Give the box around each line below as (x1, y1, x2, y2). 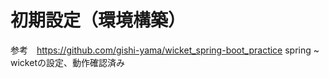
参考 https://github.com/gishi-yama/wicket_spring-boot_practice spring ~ (10, 44, 320, 56)
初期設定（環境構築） (10, 9, 187, 32)
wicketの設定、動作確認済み (10, 56, 125, 68)
